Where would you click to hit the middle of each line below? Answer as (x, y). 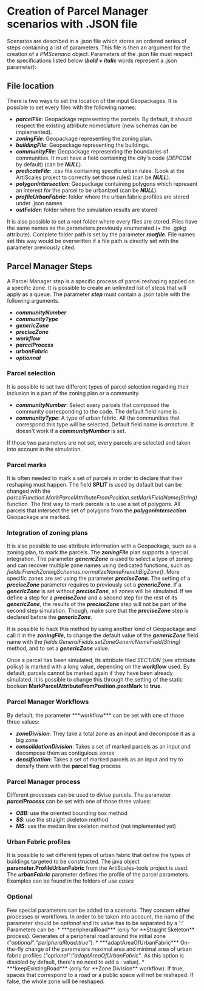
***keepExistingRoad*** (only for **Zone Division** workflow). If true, (95, 968)
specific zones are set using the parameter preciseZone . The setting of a (99, 578)
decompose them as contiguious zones (65, 753)
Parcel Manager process (44, 781)
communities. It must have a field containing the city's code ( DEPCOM (104, 158)
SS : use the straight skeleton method (62, 820)
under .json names (39, 203)
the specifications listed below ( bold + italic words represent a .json (92, 60)
